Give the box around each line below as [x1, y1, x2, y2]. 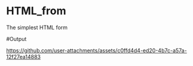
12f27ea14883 [6, 53, 41, 60]
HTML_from [6, 4, 67, 18]
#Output [6, 35, 27, 42]
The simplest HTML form [6, 24, 68, 31]
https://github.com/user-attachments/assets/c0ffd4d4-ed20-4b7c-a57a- [6, 46, 187, 54]
